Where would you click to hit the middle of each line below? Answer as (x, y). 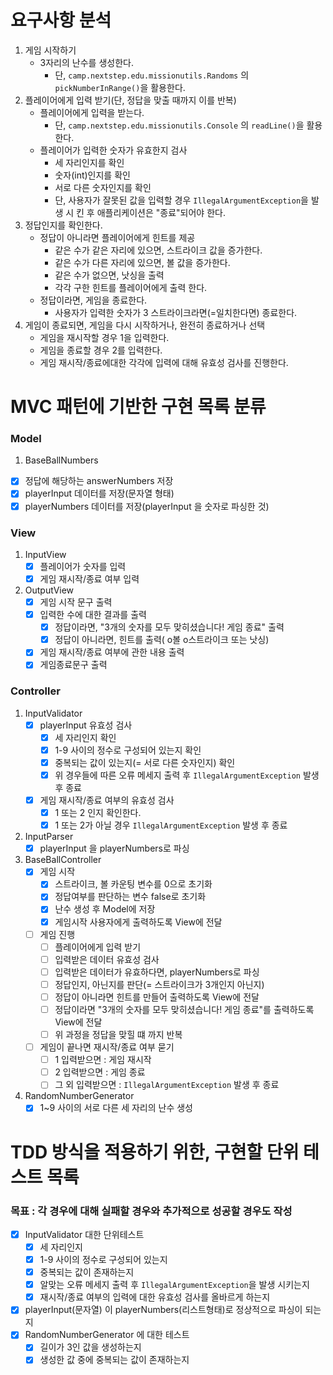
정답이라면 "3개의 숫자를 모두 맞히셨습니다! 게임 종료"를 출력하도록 (184, 1009)
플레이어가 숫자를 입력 (83, 566)
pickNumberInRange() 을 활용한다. (120, 87)
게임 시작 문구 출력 (76, 602)
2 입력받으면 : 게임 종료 (100, 1072)
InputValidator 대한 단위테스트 (84, 1234)
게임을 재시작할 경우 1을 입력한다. (104, 337)
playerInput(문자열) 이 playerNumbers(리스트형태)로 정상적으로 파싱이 (163, 1310)
